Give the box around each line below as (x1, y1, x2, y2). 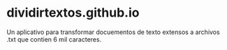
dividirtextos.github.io (6, 5, 140, 21)
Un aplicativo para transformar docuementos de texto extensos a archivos (6, 28, 221, 36)
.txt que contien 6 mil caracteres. (6, 35, 102, 43)
